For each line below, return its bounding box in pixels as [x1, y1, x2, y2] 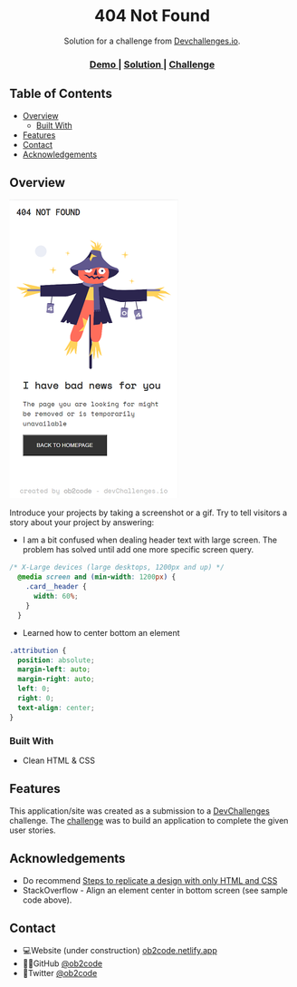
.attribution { [9, 646, 67, 655]
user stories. [9, 825, 56, 836]
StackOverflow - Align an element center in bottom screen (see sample [22, 884, 288, 895]
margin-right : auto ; [17, 675, 95, 684]
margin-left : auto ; [17, 665, 91, 674]
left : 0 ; [17, 684, 51, 694]
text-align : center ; [17, 703, 95, 712]
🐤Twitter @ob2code [22, 968, 98, 979]
